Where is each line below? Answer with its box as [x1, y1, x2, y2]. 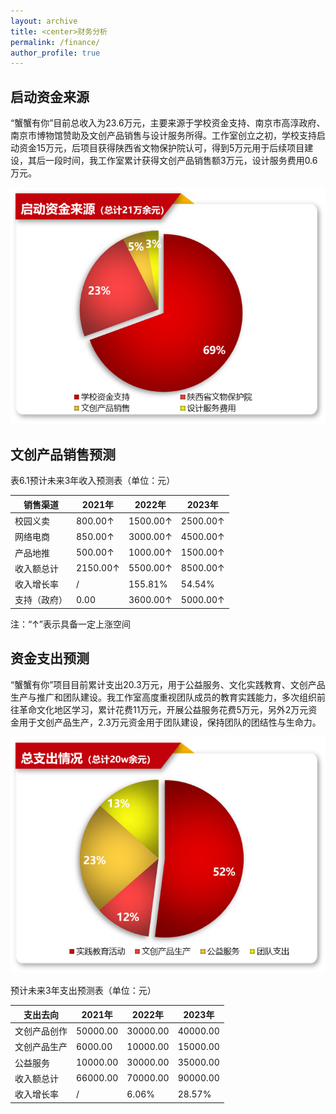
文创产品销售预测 [10, 446, 116, 463]
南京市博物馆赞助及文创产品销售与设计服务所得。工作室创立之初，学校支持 [10, 130, 317, 142]
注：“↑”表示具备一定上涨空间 [10, 618, 132, 630]
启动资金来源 [10, 88, 90, 105]
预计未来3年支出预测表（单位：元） [10, 985, 157, 997]
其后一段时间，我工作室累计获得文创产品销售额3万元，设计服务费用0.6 [27, 155, 318, 167]
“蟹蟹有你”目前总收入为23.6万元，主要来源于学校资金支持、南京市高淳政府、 [10, 117, 326, 129]
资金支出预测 [10, 650, 90, 667]
